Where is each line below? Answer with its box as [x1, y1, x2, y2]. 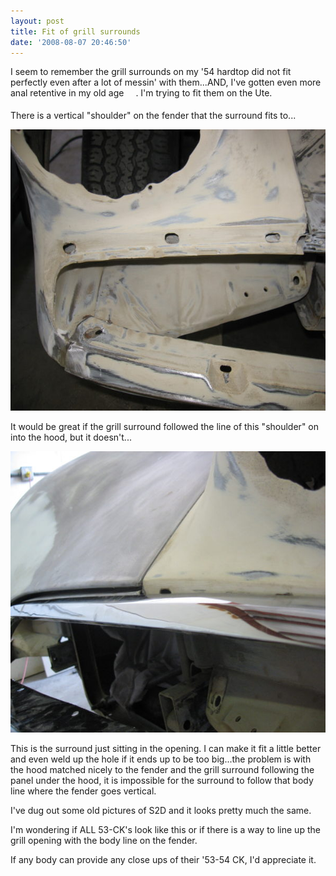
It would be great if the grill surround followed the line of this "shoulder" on [10, 420, 320, 432]
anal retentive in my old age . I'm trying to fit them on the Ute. [10, 87, 273, 99]
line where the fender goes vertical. [10, 785, 157, 797]
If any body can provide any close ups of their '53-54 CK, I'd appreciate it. [10, 853, 317, 865]
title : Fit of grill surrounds [10, 26, 141, 37]
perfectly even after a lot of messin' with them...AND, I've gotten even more [10, 76, 322, 89]
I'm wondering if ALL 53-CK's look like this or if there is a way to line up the [10, 823, 321, 835]
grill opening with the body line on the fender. [10, 834, 198, 846]
